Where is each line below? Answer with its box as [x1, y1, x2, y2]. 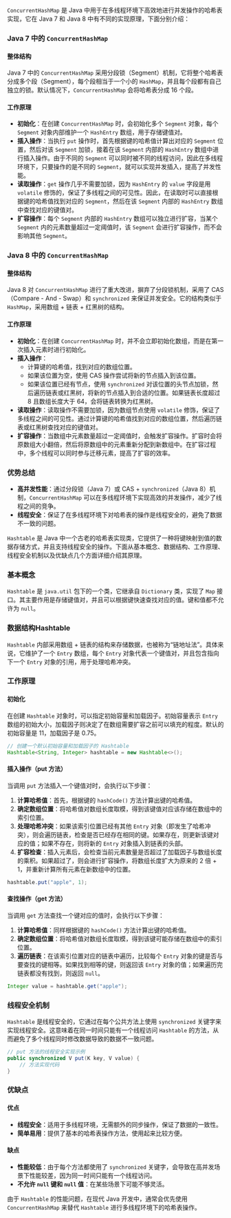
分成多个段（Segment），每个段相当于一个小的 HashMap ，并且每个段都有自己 [7, 77, 222, 86]
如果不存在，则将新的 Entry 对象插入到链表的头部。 [41, 839, 187, 847]
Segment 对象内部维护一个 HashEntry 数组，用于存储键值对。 [16, 128, 187, 137]
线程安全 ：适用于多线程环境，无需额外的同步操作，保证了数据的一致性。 [16, 1120, 222, 1128]
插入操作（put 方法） [7, 765, 67, 773]
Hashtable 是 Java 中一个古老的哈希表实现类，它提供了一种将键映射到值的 [7, 533, 217, 542]
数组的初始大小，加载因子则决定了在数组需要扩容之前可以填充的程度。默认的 [7, 720, 224, 728]
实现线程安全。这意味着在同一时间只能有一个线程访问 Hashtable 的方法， [7, 1025, 213, 1034]
